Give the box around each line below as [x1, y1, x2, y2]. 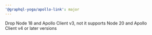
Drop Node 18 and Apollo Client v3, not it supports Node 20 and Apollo [5, 20, 147, 26]
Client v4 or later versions [5, 25, 57, 31]
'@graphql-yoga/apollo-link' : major [5, 7, 79, 12]
